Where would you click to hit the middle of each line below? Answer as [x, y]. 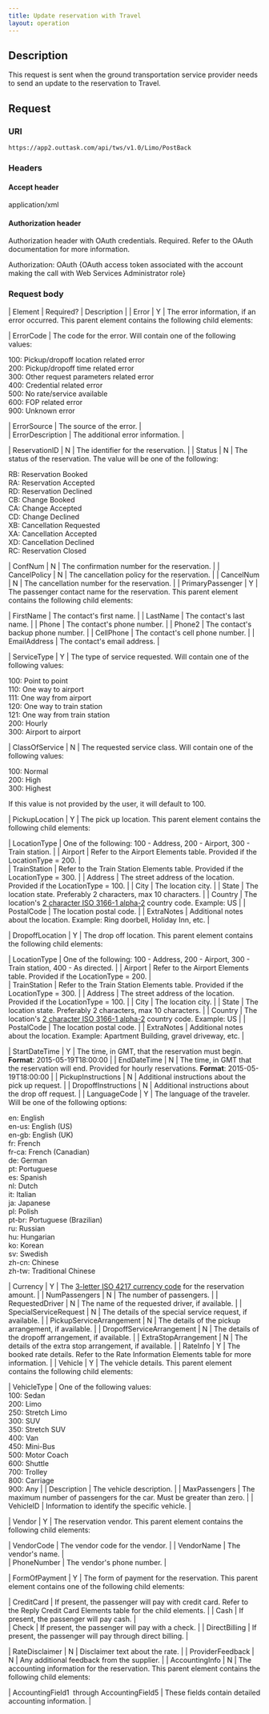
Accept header [34, 187]
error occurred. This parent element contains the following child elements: [131, 320]
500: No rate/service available [58, 394]
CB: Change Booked [42, 499]
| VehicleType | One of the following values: [80, 1387]
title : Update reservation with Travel [75, 16]
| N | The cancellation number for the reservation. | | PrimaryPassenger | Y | [133, 583]
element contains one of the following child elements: [96, 1586]
